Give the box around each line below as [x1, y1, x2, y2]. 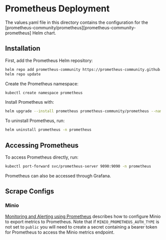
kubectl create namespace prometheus [5, 90, 83, 95]
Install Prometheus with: [5, 99, 54, 105]
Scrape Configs [5, 187, 54, 196]
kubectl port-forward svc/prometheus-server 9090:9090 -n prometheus [5, 164, 152, 169]
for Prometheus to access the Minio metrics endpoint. [5, 229, 115, 235]
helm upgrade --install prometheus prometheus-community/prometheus [5, 109, 149, 114]
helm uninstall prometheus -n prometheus [5, 127, 92, 132]
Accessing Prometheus [5, 141, 79, 149]
